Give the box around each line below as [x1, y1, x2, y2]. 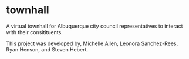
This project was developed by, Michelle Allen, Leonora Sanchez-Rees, [6, 40, 178, 47]
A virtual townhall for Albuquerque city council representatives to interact [6, 23, 183, 30]
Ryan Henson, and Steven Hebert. [6, 46, 89, 53]
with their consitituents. [6, 28, 63, 35]
